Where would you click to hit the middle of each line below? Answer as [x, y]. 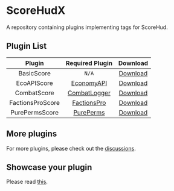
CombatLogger [89, 93]
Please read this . [27, 182]
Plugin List [27, 46]
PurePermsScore [35, 112]
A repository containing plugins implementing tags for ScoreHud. [87, 27]
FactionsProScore [35, 102]
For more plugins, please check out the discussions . [71, 148]
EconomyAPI [89, 83]
